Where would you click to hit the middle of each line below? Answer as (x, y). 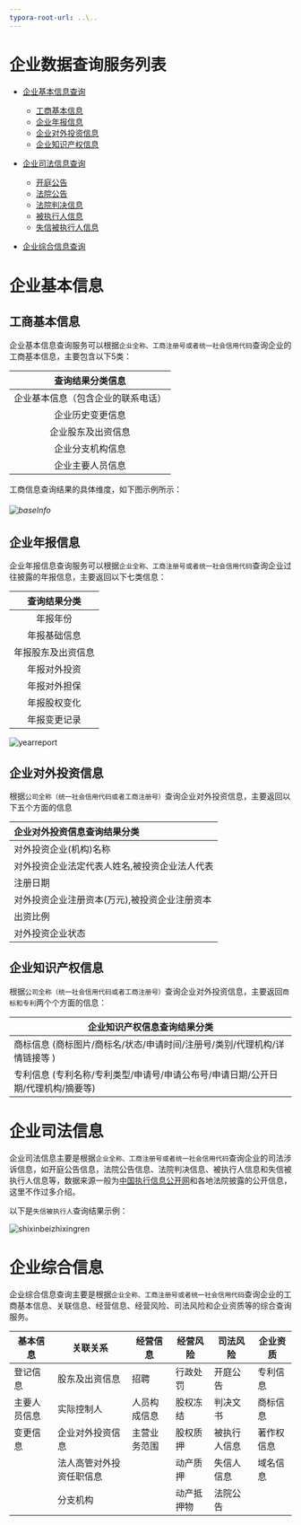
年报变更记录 (55, 720)
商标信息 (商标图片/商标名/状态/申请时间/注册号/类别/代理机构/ (145, 1044)
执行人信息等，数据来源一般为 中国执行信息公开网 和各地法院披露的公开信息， (150, 1180)
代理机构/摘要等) (60, 1088)
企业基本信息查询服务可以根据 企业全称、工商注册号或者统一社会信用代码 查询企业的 (150, 345)
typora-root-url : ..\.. (54, 18)
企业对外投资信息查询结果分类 (77, 832)
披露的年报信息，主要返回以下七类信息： (91, 577)
